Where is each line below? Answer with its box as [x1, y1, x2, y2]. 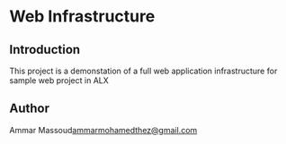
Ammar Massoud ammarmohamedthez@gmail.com [9, 124, 198, 135]
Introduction [9, 42, 81, 57]
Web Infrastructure [9, 6, 156, 27]
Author [9, 101, 49, 116]
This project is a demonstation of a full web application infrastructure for [9, 65, 278, 76]
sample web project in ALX [9, 75, 110, 86]
